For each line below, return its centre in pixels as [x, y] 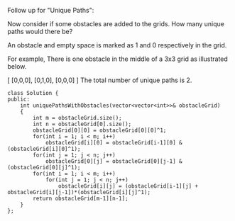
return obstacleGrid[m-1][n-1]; [81, 198]
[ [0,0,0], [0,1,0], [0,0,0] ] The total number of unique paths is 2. [100, 80]
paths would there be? [40, 32]
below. [17, 66]
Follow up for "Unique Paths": [51, 10]
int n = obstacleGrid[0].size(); [82, 124]
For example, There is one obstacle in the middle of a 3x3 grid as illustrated [118, 59]
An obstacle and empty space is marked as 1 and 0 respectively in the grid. [117, 45]
